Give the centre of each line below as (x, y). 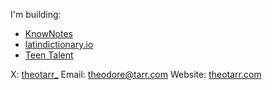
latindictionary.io (59, 44)
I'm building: (36, 14)
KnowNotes (49, 33)
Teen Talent (49, 55)
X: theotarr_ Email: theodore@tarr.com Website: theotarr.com (136, 74)
